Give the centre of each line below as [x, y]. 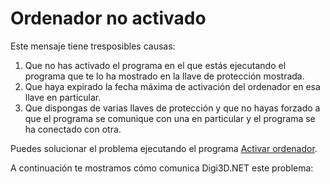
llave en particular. [63, 97]
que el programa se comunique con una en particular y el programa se [170, 118]
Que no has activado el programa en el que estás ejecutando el [155, 65]
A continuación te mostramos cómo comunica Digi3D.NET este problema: [162, 168]
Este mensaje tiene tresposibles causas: [93, 46]
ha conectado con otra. [73, 129]
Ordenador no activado [108, 18]
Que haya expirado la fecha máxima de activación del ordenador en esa [172, 86]
